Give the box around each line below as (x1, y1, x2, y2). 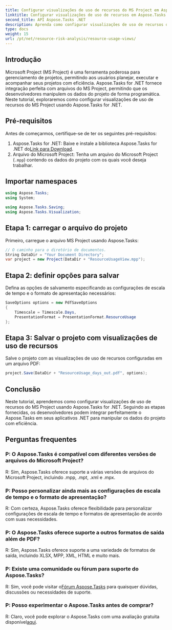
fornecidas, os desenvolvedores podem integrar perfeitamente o (5, 409, 142, 416)
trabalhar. (12, 162, 33, 168)
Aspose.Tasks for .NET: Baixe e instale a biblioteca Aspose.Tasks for (12, 140, 157, 147)
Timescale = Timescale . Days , (14, 310, 77, 315)
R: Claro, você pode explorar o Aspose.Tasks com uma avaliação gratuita (5, 613, 160, 620)
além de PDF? (5, 535, 40, 543)
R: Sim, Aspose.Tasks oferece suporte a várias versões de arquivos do (5, 469, 155, 475)
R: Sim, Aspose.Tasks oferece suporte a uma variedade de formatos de (5, 547, 156, 553)
